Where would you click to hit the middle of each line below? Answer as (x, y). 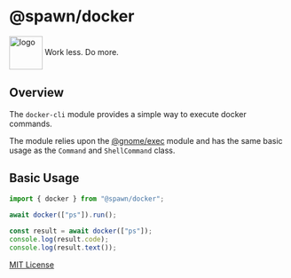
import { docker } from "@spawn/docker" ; (87, 199)
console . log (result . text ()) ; (63, 247)
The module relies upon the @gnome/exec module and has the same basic (146, 140)
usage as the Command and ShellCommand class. (92, 150)
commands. (31, 123)
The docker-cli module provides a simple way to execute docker (128, 114)
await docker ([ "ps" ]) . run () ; (63, 215)
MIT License (32, 265)
